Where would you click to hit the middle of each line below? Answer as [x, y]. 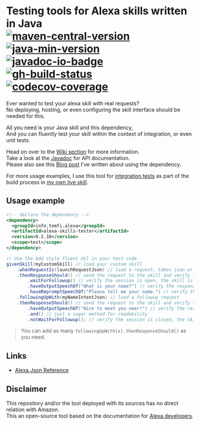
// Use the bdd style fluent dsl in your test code [71, 258]
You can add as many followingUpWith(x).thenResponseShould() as [103, 331]
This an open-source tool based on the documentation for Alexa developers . [100, 416]
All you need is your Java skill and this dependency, [70, 127]
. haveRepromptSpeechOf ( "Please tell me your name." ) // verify [107, 292]
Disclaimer [26, 389]
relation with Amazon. [33, 410]
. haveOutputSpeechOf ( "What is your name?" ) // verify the [101, 286]
